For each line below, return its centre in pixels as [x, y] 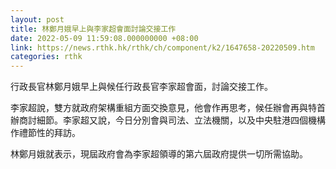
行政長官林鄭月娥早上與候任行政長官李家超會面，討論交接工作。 [141, 87]
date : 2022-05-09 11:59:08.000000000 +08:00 [104, 38]
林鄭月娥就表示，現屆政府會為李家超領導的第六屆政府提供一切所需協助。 [159, 154]
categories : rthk [46, 57]
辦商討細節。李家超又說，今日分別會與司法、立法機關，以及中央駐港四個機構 [168, 120]
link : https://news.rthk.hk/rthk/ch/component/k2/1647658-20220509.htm [162, 47]
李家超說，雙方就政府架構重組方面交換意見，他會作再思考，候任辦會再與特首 [168, 108]
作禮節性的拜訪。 [45, 133]
